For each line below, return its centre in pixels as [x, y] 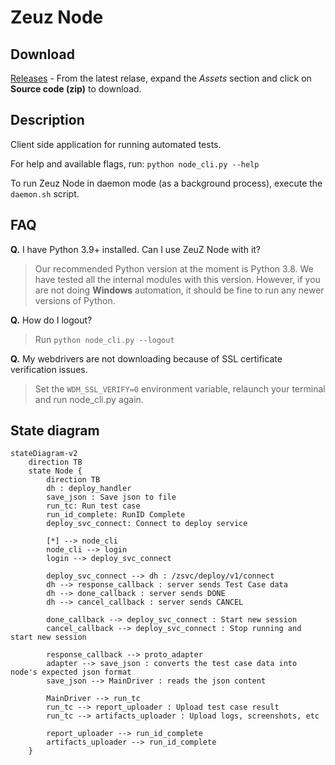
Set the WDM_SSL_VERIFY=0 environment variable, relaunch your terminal [180, 388]
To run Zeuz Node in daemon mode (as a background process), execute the [166, 183]
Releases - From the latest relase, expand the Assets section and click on [161, 78]
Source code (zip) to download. [76, 89]
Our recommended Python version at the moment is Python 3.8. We [174, 268]
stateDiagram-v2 [44, 454]
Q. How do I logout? [51, 320]
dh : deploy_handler [89, 489]
